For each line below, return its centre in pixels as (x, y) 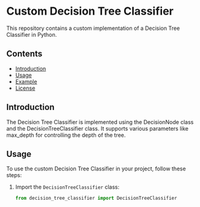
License (25, 88)
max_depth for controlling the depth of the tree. (66, 135)
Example (26, 81)
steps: (14, 175)
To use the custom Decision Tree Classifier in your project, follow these (96, 169)
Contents (24, 54)
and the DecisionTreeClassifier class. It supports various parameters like (97, 128)
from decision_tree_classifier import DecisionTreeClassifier (96, 198)
